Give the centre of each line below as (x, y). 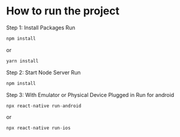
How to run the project (63, 11)
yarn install (22, 61)
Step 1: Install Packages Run (41, 28)
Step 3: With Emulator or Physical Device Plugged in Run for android (90, 95)
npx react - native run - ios (38, 128)
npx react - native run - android (44, 106)
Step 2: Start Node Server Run (43, 72)
